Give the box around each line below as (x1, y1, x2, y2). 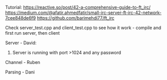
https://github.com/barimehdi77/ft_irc (37, 15, 114, 21)
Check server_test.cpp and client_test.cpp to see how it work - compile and (5, 25, 161, 31)
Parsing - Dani (5, 69, 35, 75)
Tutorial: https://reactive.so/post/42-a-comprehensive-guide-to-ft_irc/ (5, 5, 151, 10)
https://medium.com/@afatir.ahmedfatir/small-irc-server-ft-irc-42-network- (5, 10, 162, 16)
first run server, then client (5, 30, 60, 36)
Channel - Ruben (5, 59, 41, 65)
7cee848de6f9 (5, 15, 36, 21)
